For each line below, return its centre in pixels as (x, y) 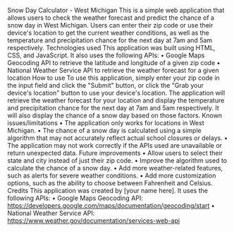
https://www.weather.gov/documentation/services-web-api (94, 221)
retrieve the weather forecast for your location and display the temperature (116, 100)
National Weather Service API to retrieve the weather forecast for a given (113, 70)
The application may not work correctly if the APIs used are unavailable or (115, 145)
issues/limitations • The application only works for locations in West (106, 123)
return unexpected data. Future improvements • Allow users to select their (115, 153)
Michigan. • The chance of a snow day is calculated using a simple (105, 130)
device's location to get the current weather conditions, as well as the (109, 33)
